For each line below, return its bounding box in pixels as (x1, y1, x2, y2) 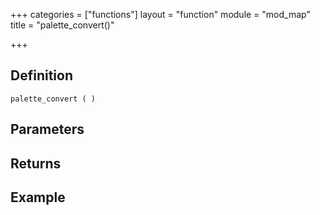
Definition (10, 67, 73, 84)
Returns (10, 155, 62, 172)
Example (10, 189, 66, 206)
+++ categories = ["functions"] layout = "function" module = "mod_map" (10, 9, 311, 20)
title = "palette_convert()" (10, 19, 115, 31)
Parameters (10, 121, 85, 138)
